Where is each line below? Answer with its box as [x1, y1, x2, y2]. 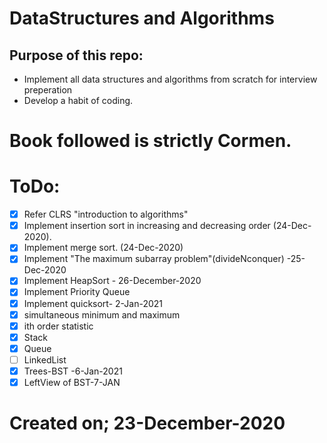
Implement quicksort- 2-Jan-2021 [23, 297, 164, 309]
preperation [23, 84, 73, 96]
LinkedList [23, 353, 67, 366]
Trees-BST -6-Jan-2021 [23, 365, 123, 377]
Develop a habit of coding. [23, 95, 134, 106]
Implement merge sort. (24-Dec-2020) [23, 242, 184, 254]
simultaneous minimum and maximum [23, 308, 181, 321]
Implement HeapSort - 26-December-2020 [23, 275, 202, 287]
